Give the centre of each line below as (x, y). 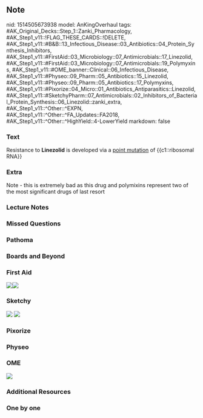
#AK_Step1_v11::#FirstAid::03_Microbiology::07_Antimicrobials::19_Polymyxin (101, 63)
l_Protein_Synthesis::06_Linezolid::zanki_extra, (64, 102)
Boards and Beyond (36, 256)
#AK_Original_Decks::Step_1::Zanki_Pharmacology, (69, 31)
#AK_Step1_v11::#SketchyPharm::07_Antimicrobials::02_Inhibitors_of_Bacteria (102, 95)
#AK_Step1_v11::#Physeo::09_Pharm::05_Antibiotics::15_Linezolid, (87, 76)
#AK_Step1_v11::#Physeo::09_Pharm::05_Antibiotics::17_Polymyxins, (90, 82)
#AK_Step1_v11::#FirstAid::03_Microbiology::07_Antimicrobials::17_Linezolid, (99, 56)
